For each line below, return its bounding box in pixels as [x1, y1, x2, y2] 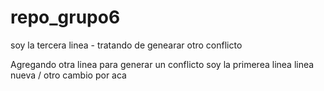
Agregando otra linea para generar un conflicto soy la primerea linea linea [10, 58, 315, 70]
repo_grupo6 [10, 6, 121, 29]
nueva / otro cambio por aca [10, 69, 127, 81]
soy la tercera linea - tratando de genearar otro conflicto [10, 39, 243, 51]
